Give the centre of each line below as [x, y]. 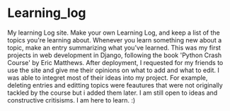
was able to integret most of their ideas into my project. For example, [108, 77]
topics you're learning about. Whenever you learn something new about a [115, 40]
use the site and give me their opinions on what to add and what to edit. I [113, 70]
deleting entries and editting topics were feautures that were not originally [115, 85]
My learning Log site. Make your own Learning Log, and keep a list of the [114, 33]
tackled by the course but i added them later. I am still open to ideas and [113, 93]
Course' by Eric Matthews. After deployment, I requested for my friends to [115, 62]
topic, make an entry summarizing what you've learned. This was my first [114, 47]
